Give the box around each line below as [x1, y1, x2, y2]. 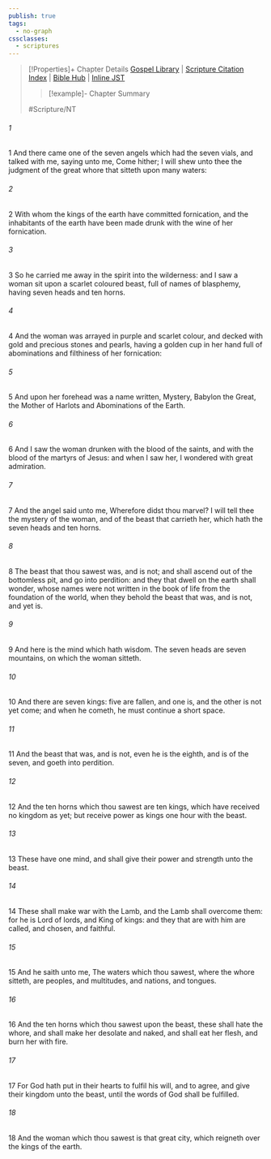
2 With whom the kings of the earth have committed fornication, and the [8, 209, 249, 219]
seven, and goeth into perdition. [8, 758, 115, 768]
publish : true [8, 11, 57, 20]
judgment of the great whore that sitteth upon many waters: [8, 166, 208, 175]
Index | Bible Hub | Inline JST [28, 73, 125, 83]
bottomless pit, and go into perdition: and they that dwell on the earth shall [8, 575, 256, 584]
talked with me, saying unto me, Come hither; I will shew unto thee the [8, 157, 243, 166]
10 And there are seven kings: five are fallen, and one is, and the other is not [8, 697, 262, 707]
